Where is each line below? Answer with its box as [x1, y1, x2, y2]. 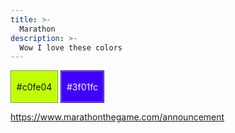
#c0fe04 [16, 81, 53, 93]
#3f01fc [66, 81, 98, 93]
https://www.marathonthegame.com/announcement [10, 111, 225, 123]
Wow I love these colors [19, 42, 123, 53]
